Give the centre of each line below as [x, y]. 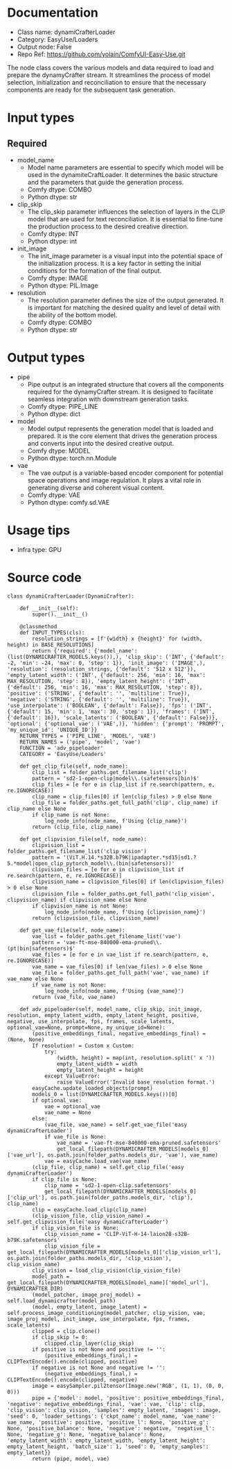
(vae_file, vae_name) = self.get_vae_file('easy [116, 1125]
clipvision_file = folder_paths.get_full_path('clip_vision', [124, 893]
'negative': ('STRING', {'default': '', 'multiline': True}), [99, 699]
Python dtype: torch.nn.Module [72, 458]
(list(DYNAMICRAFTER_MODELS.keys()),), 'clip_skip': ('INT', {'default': [116, 657]
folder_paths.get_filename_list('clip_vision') [77, 851]
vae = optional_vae [72, 1106]
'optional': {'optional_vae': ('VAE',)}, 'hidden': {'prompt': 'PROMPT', [116, 723]
